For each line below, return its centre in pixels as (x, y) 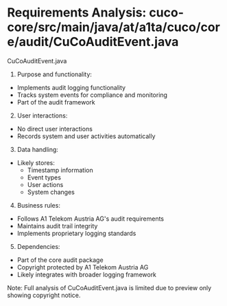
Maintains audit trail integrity (57, 226)
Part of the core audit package (60, 260)
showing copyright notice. (44, 295)
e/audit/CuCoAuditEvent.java (93, 42)
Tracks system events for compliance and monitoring (92, 95)
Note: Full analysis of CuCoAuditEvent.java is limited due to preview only (109, 287)
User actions (45, 184)
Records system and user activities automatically (86, 136)
